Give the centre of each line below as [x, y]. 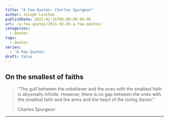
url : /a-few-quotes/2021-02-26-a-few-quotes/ [54, 24]
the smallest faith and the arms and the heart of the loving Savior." [86, 100]
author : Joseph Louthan [30, 15]
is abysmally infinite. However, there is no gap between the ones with [89, 94]
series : [13, 47]
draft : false [19, 56]
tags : [11, 38]
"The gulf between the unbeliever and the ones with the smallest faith [90, 89]
